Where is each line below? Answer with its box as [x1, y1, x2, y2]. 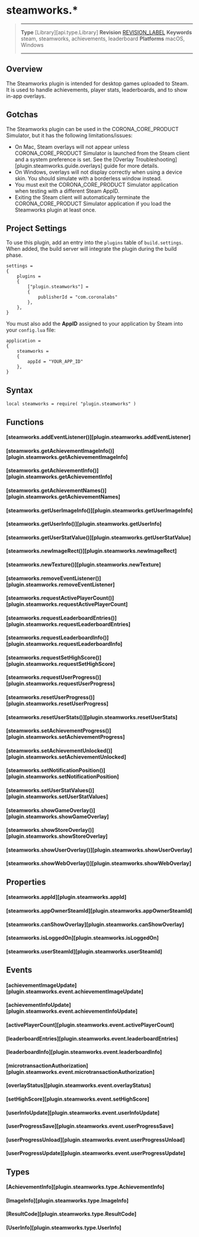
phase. [6, 251, 23, 259]
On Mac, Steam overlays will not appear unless [14, 143, 130, 150]
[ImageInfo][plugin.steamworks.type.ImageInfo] [6, 1197, 129, 1204]
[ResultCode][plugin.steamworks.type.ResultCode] [6, 1210, 137, 1217]
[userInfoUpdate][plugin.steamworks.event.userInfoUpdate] [6, 1109, 160, 1116]
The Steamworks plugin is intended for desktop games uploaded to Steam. [6, 79, 189, 87]
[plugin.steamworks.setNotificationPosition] [6, 773, 120, 780]
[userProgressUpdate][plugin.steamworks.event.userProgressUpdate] [6, 1150, 185, 1157]
